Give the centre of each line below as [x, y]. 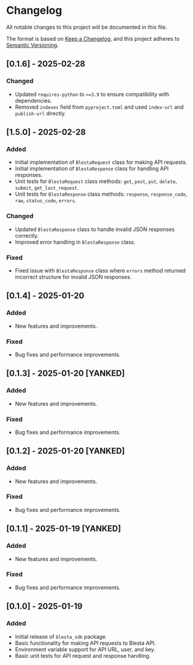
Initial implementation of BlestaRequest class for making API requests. [101, 162]
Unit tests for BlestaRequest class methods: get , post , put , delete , [96, 181]
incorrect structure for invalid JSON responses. [73, 277]
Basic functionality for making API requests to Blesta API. [85, 643]
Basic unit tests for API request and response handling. [83, 655]
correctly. [27, 235]
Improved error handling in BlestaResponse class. [75, 242]
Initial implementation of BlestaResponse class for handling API [92, 169]
